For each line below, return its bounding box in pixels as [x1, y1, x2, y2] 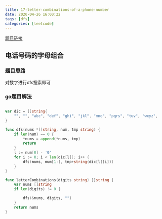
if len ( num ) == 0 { [14, 132, 54, 137]
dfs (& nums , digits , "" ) [23, 196, 72, 201]
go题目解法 [5, 93, 32, 100]
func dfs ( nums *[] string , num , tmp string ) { [5, 127, 100, 132]
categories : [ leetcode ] [5, 21, 54, 26]
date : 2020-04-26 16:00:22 [5, 12, 61, 17]
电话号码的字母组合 [5, 51, 64, 59]
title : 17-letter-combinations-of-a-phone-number [5, 7, 110, 12]
